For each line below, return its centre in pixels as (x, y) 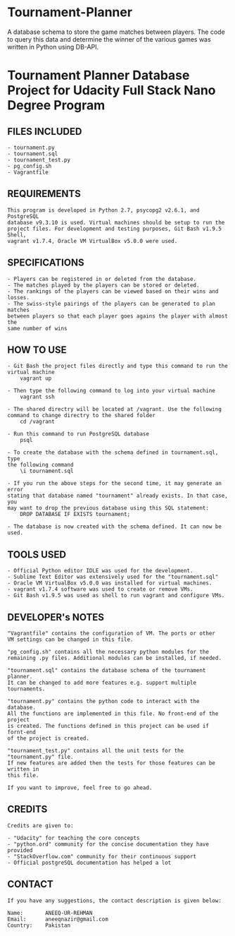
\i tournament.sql (47, 471)
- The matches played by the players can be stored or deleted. (103, 285)
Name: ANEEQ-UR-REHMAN (50, 913)
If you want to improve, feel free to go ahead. (80, 788)
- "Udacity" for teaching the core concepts (74, 838)
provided (20, 850)
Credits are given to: (40, 826)
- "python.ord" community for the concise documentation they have (108, 844)
